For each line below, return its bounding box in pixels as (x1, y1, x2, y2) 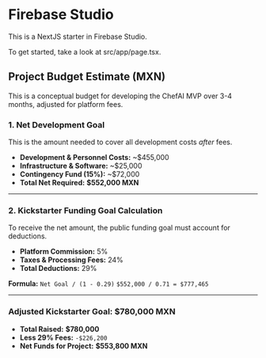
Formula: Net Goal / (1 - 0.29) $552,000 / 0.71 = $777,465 (8, 279, 209, 288)
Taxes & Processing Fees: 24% (19, 255, 124, 265)
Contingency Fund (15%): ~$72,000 (19, 169, 140, 179)
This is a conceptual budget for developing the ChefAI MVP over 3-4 (8, 91, 232, 101)
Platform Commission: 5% (19, 247, 108, 257)
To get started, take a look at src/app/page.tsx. (8, 47, 161, 56)
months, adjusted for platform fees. (8, 99, 123, 109)
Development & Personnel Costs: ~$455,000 (19, 153, 169, 162)
